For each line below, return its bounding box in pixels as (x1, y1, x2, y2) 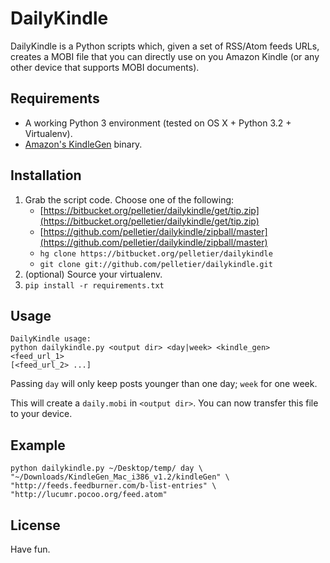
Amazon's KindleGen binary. (24, 138, 143, 150)
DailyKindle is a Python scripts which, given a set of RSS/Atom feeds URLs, (10, 40, 320, 52)
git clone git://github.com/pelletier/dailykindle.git (39, 259, 273, 269)
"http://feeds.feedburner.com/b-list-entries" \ (10, 481, 217, 491)
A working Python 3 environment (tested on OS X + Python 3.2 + (24, 117, 292, 129)
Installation (10, 167, 82, 184)
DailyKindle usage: (10, 334, 92, 344)
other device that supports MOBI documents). (10, 61, 200, 73)
